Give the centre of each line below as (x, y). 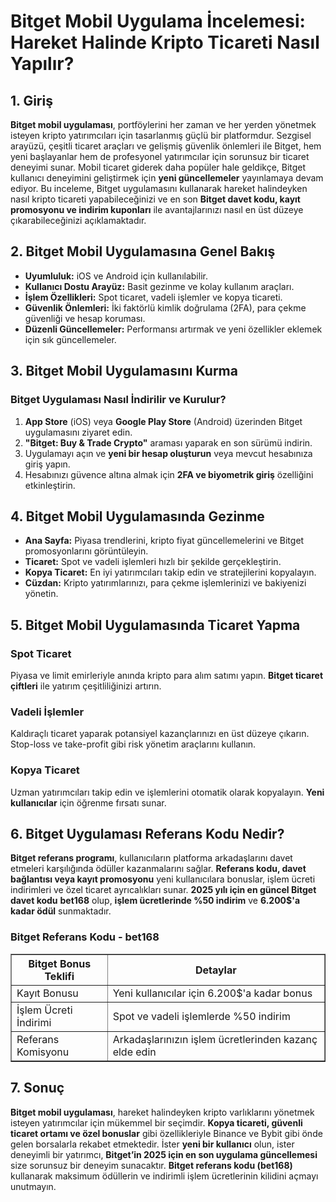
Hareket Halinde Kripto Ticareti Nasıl (165, 42)
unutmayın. (33, 1186)
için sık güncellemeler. (70, 339)
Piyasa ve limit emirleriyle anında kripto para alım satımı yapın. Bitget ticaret (167, 675)
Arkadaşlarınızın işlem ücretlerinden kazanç (215, 1039)
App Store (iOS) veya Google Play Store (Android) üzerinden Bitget (163, 421)
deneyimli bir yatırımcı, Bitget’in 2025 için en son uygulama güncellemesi (164, 1154)
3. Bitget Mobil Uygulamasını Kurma (124, 371)
